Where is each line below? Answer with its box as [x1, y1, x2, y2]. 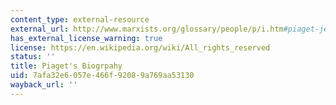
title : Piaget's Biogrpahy [10, 61, 123, 71]
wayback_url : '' [10, 80, 78, 90]
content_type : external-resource [10, 14, 150, 25]
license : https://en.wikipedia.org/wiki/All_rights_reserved [10, 42, 271, 53]
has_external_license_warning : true [10, 33, 163, 43]
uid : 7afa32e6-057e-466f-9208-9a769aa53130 [10, 71, 195, 81]
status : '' [10, 52, 56, 62]
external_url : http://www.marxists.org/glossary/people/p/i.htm [10, 24, 284, 34]
